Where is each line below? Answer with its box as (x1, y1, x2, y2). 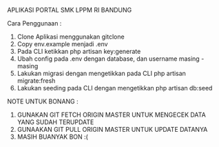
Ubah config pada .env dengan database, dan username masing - (17, 55, 205, 63)
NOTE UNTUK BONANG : (7, 97, 79, 106)
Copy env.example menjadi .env (17, 40, 108, 48)
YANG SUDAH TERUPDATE (17, 118, 94, 126)
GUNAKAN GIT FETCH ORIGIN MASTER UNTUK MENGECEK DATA (17, 110, 207, 119)
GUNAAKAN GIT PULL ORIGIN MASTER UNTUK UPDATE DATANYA (17, 126, 208, 133)
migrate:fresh (17, 77, 56, 85)
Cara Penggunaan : (7, 19, 62, 27)
